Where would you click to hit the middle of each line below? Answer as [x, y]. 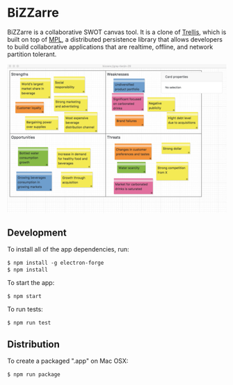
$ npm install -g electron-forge [56, 263]
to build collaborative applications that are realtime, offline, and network [110, 47]
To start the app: [31, 283]
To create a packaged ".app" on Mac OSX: [68, 361]
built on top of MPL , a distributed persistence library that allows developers [115, 39]
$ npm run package [34, 375]
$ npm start [24, 297]
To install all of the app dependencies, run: [69, 249]
